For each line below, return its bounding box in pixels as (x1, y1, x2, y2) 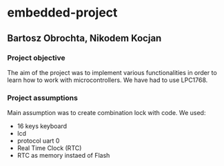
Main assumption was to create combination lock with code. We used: (7, 109, 206, 117)
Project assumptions (7, 93, 78, 103)
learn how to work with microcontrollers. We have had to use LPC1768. (7, 76, 208, 84)
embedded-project (7, 5, 118, 21)
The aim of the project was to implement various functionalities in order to (7, 68, 217, 76)
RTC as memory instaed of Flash (17, 152, 110, 160)
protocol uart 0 (17, 136, 60, 145)
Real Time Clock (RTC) (17, 144, 82, 152)
